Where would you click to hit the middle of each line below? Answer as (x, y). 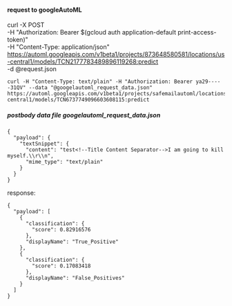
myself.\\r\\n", (30, 156)
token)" (18, 40)
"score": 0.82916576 (61, 230)
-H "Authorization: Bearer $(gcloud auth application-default (92, 32)
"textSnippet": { (45, 144)
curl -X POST (26, 25)
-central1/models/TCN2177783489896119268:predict (83, 61)
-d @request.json (32, 69)
